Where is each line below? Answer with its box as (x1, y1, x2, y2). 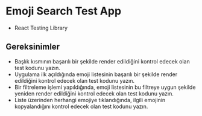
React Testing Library (14, 24, 68, 31)
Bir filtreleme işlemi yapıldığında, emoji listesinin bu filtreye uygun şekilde (14, 83, 196, 91)
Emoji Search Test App (5, 4, 122, 18)
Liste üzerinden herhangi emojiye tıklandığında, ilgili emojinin (14, 96, 166, 103)
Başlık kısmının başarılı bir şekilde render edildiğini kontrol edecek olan (14, 57, 191, 65)
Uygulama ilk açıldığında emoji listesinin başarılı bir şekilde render (14, 71, 178, 78)
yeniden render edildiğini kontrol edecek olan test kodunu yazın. (14, 89, 174, 97)
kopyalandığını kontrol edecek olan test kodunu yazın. (14, 103, 148, 110)
